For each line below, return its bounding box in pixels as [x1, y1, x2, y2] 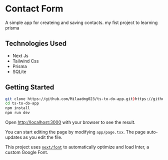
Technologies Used [5, 39, 66, 48]
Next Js [12, 52, 29, 58]
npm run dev [5, 110, 30, 115]
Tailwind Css [12, 58, 39, 64]
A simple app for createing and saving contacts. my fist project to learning [5, 19, 158, 25]
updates [5, 134, 22, 140]
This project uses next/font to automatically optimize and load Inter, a [5, 144, 149, 150]
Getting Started [5, 83, 54, 91]
